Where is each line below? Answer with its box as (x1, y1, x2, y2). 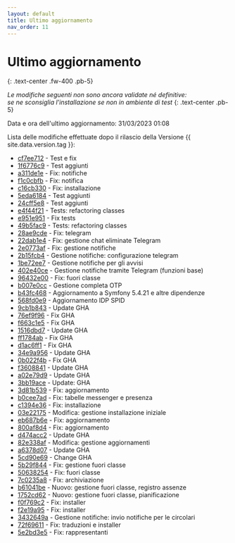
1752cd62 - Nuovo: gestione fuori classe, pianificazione (17, 491, 179, 499)
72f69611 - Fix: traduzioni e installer (17, 520, 122, 529)
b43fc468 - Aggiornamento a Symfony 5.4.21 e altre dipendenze (17, 289, 205, 297)
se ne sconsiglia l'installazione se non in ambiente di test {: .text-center (7, 98, 215, 106)
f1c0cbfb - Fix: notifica (17, 177, 84, 185)
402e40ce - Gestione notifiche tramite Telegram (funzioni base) (17, 266, 204, 275)
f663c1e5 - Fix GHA (17, 318, 75, 327)
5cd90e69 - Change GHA (17, 454, 92, 462)
